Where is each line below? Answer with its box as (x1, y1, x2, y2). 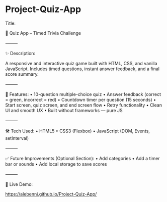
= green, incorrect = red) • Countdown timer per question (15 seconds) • (5, 96, 156, 103)
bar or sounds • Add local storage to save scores (5, 161, 107, 167)
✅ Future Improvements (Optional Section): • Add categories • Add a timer (5, 155, 160, 161)
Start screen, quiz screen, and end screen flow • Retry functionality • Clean (5, 102, 162, 108)
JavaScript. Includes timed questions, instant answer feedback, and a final (5, 66, 160, 72)
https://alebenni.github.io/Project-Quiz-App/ (5, 191, 97, 197)
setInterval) (5, 135, 29, 141)
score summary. (5, 71, 39, 77)
